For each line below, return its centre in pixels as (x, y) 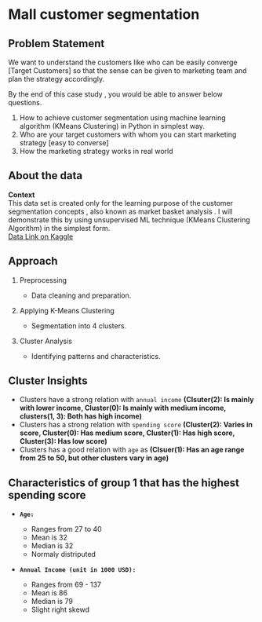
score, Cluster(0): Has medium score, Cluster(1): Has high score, (127, 433)
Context (22, 195)
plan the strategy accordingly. (56, 79)
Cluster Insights (48, 381)
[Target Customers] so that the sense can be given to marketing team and (127, 71)
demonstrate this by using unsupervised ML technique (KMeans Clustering (129, 220)
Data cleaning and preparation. (81, 295)
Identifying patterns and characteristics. (96, 356)
